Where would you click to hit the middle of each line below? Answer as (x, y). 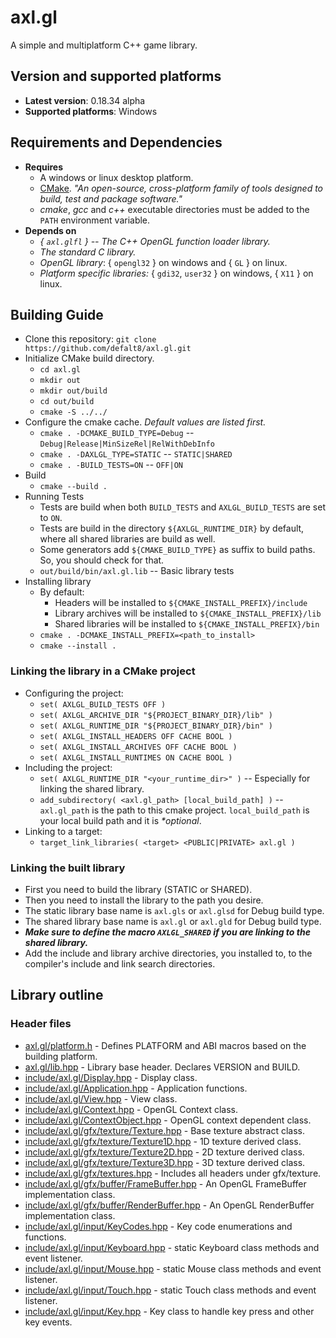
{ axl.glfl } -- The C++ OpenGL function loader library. (155, 241)
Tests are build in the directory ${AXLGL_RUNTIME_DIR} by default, (172, 528)
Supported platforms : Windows (91, 111)
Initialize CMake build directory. (89, 358)
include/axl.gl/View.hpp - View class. (101, 1098)
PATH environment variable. (95, 220)
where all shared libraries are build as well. (127, 539)
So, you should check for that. (102, 560)
